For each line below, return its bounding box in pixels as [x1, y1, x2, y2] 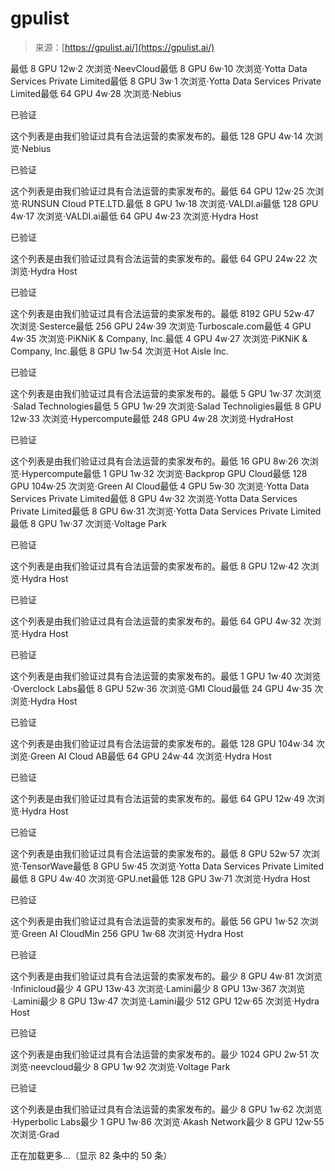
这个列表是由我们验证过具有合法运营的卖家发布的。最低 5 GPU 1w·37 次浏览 [10, 387, 322, 399]
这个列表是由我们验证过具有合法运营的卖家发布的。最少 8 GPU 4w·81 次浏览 [10, 970, 323, 982]
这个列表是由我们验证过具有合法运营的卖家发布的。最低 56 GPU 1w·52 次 [10, 915, 310, 927]
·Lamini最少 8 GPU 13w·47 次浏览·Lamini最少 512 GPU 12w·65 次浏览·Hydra [10, 995, 320, 1007]
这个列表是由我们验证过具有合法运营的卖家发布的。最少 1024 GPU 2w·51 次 [10, 1048, 320, 1060]
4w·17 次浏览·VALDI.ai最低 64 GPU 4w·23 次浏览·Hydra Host [10, 210, 259, 222]
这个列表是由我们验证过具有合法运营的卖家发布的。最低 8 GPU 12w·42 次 [10, 560, 311, 572]
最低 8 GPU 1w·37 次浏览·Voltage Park [10, 517, 167, 529]
